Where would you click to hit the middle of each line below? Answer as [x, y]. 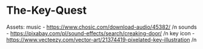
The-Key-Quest [46, 10]
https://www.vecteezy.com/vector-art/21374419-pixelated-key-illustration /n [101, 39]
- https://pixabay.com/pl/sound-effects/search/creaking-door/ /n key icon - [101, 33]
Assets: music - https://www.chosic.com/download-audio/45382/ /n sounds [101, 27]
